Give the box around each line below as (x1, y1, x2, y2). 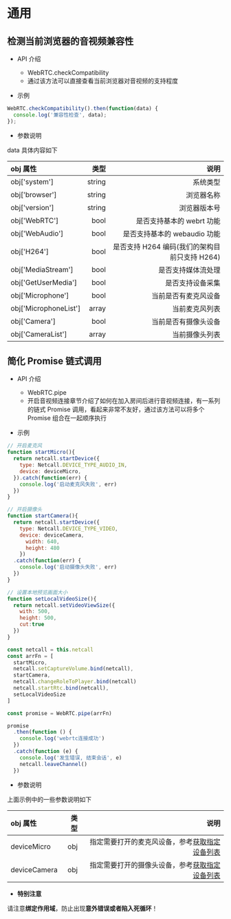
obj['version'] (10, 203, 54, 212)
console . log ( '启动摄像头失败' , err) (19, 564, 118, 571)
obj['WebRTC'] (10, 216, 59, 225)
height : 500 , (19, 615, 57, 621)
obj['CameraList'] (10, 329, 67, 339)
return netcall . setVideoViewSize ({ (13, 601, 115, 609)
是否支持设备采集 (164, 278, 221, 287)
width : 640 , (25, 538, 60, 545)
